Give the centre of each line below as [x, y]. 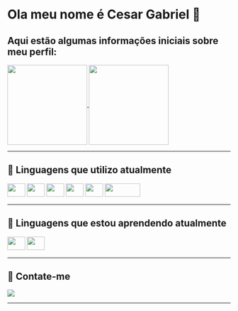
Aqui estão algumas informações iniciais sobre [113, 41]
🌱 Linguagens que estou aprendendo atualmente [117, 223]
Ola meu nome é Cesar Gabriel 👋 [104, 15]
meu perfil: [32, 51]
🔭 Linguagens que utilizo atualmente [90, 170]
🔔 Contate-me [39, 277]
